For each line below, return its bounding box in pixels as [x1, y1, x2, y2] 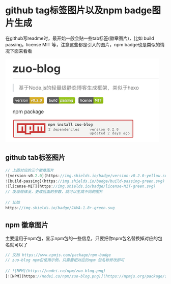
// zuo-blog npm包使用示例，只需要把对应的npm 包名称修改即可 [5, 258, 125, 263]
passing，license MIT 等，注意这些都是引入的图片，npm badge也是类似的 [5, 41, 160, 47]
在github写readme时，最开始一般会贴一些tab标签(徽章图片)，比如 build [5, 35, 154, 41]
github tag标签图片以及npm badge [5, 5, 152, 16]
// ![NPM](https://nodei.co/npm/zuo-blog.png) [5, 268, 106, 274]
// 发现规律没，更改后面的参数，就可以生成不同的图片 [5, 189, 103, 194]
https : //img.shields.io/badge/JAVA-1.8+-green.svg [5, 205, 115, 210]
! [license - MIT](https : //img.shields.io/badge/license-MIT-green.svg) [5, 184, 156, 189]
